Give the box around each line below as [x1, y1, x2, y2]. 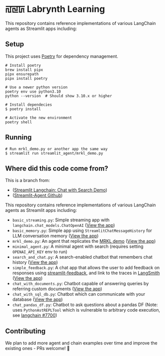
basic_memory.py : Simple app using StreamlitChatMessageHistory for [12, 227, 153, 234]
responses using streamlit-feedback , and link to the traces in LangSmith [12, 270, 160, 276]
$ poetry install [5, 106, 41, 112]
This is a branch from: [5, 178, 50, 183]
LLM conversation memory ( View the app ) [12, 233, 99, 239]
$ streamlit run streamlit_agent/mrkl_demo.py [5, 151, 103, 156]
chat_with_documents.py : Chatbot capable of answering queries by [12, 281, 149, 287]
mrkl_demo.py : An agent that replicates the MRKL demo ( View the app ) [12, 238, 156, 244]
